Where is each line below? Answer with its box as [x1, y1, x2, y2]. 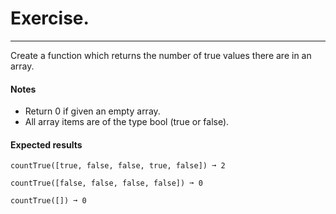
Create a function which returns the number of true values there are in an [10, 49, 312, 61]
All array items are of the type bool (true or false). [24, 116, 230, 128]
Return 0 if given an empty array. [24, 105, 161, 117]
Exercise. [10, 7, 90, 30]
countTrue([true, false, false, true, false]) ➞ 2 [10, 161, 226, 171]
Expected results [10, 138, 83, 151]
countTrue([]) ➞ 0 [10, 196, 87, 206]
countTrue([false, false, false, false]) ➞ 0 [10, 178, 203, 189]
